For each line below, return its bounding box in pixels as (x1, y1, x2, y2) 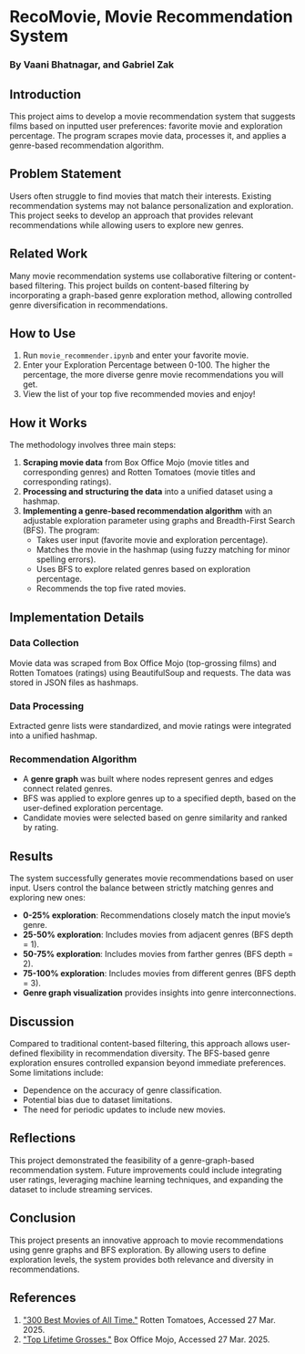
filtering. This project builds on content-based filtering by (35, 280, 249, 291)
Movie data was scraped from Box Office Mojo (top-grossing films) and (9, 657, 278, 668)
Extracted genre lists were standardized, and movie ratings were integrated (9, 721, 291, 732)
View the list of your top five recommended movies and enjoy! (22, 389, 256, 400)
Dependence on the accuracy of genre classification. (22, 1085, 222, 1096)
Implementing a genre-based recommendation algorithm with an (22, 505, 273, 516)
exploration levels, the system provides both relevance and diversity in (9, 1254, 274, 1265)
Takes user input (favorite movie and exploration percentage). (36, 535, 269, 546)
